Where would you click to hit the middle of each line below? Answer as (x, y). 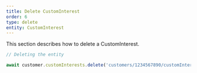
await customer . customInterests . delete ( (56, 65)
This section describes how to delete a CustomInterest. (73, 44)
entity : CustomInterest (35, 28)
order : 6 (17, 17)
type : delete (22, 22)
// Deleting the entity (35, 55)
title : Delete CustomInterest (43, 11)
